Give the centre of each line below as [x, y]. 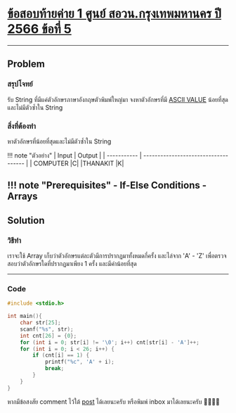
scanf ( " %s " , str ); [47, 329]
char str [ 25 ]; [40, 323]
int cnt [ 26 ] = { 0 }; [48, 336]
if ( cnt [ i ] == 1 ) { [61, 355]
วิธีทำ [14, 240]
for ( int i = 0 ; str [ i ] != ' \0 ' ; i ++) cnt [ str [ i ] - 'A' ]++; [110, 342]
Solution [26, 220]
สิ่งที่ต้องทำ [22, 126]
